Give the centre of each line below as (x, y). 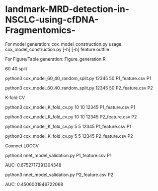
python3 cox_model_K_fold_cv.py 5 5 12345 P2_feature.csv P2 (69, 136)
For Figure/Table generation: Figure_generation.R (55, 59)
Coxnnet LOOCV (22, 146)
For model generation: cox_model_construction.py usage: (64, 44)
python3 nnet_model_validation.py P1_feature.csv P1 (58, 155)
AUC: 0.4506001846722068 (34, 184)
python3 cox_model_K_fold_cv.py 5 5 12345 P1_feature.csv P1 (68, 126)
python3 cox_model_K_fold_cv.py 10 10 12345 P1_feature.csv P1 (70, 107)
